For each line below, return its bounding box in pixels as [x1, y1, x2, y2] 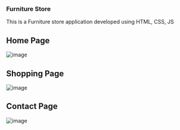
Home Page [6, 35, 50, 46]
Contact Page [6, 102, 58, 112]
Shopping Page [6, 68, 64, 78]
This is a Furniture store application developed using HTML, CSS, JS [6, 18, 174, 26]
